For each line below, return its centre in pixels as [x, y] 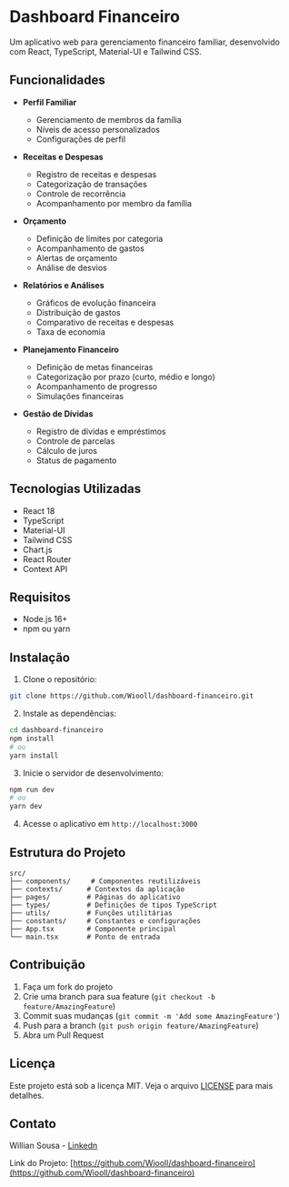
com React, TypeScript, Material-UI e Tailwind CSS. [106, 51]
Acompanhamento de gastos [90, 248]
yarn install [34, 755]
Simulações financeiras [80, 396]
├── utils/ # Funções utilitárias [91, 913]
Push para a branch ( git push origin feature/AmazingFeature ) [140, 1025]
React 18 [39, 510]
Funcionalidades [58, 80]
